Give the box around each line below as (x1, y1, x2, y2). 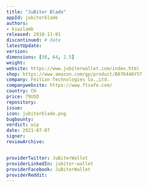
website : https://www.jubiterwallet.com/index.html (6, 65, 140, 72)
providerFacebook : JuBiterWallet (6, 166, 91, 172)
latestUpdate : (6, 43, 42, 49)
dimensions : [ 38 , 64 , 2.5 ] (6, 54, 75, 60)
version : (6, 49, 29, 55)
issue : (6, 104, 23, 111)
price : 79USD (6, 93, 39, 100)
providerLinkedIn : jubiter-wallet (6, 160, 94, 167)
